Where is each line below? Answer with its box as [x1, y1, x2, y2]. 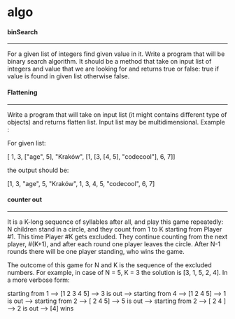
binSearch [7, 27, 38, 36]
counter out [7, 195, 43, 204]
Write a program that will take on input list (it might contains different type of [7, 110, 227, 119]
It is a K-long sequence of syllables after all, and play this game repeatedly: [7, 218, 224, 226]
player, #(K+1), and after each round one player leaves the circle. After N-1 [7, 239, 221, 248]
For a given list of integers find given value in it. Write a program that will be [7, 50, 225, 58]
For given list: [7, 139, 47, 147]
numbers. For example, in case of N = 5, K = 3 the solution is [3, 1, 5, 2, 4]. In [7, 268, 228, 276]
